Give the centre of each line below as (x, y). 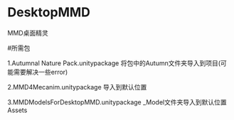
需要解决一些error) (41, 72)
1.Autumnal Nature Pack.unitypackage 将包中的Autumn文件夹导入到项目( (114, 63)
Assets (17, 110)
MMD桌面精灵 (28, 33)
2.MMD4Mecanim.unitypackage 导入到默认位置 (77, 87)
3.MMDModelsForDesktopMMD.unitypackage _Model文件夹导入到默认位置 (117, 102)
